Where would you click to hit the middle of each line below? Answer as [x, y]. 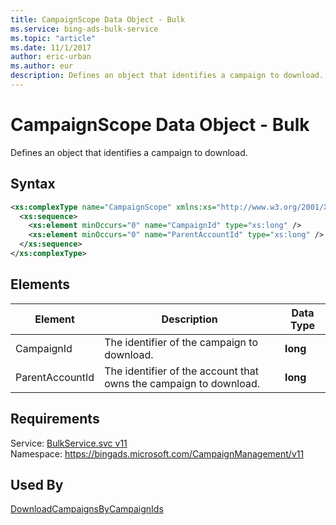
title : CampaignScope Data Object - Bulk [98, 19]
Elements [40, 284]
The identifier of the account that [181, 371]
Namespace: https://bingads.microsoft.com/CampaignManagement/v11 [157, 453]
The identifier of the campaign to [181, 342]
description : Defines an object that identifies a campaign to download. [167, 76]
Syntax [33, 184]
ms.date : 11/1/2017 [51, 47]
